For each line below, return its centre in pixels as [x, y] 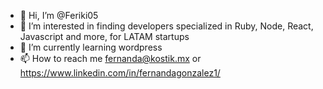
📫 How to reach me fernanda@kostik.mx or [110, 58]
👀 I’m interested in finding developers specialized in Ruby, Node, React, [166, 26]
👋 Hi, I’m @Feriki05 [59, 15]
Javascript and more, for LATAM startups [104, 36]
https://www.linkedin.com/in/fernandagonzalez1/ [120, 73]
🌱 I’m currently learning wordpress [91, 47]
